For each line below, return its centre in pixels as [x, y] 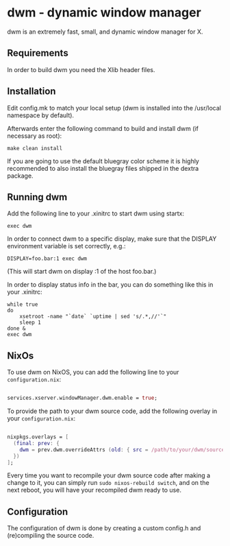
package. [20, 176]
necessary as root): [35, 136]
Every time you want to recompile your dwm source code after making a [109, 475]
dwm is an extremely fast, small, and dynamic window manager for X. [105, 32]
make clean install [35, 148]
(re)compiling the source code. [51, 536]
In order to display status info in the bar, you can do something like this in [110, 285]
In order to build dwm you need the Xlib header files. [81, 69]
